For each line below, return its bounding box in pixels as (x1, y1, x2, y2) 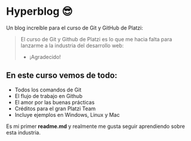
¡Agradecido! (29, 53, 61, 60)
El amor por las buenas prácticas (14, 99, 95, 106)
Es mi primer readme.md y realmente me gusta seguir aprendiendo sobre (6, 123, 185, 130)
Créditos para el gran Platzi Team (14, 105, 96, 112)
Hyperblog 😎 (6, 5, 73, 18)
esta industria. (6, 129, 41, 136)
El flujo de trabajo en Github (14, 92, 83, 99)
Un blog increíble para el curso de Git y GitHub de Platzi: (6, 24, 143, 31)
